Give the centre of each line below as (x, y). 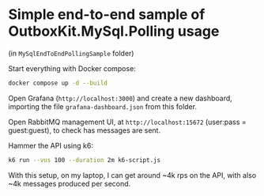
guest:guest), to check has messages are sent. (84, 130)
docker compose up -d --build (58, 83)
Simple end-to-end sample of (107, 15)
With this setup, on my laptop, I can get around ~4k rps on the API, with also (132, 175)
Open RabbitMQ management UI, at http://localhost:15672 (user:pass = (127, 122)
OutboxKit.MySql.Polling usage (114, 31)
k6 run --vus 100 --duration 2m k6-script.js (84, 160)
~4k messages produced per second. (70, 183)
